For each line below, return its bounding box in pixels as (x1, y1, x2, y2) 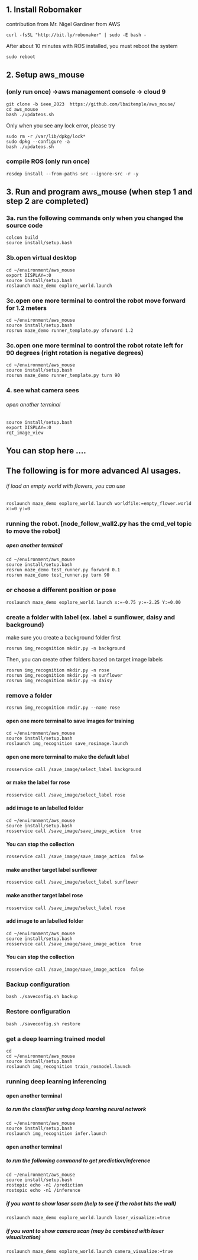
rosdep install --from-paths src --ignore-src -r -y (6, 171, 139, 177)
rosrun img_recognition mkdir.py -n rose (6, 667, 110, 673)
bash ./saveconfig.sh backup (6, 994, 78, 1000)
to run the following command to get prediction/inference (6, 1157, 151, 1164)
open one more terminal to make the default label (6, 753, 129, 760)
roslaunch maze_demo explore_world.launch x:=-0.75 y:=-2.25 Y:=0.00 (6, 599, 181, 605)
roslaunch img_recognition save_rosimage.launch (6, 741, 128, 747)
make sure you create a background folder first (6, 634, 121, 641)
